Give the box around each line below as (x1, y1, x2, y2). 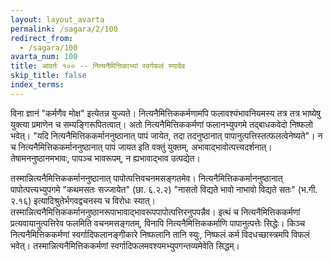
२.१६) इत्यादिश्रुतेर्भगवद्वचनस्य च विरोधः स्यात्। (10, 194, 156, 206)
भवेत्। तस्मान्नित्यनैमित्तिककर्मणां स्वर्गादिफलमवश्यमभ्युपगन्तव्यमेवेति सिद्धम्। (10, 239, 240, 251)
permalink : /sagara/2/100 (10, 24, 118, 34)
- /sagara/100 (19, 42, 78, 53)
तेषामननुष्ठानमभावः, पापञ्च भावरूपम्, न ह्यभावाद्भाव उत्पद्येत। (10, 152, 201, 164)
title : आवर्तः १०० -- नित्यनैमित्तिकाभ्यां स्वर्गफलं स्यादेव (10, 61, 186, 71)
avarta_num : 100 (10, 52, 78, 62)
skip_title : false (10, 71, 87, 81)
